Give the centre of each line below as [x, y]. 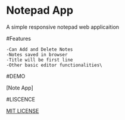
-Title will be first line [40, 60]
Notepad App [40, 10]
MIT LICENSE [23, 110]
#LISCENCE [21, 99]
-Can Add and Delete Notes [40, 49]
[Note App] [20, 88]
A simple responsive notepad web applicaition [63, 27]
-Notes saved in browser [37, 54]
